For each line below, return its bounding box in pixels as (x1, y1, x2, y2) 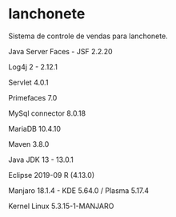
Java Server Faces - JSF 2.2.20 (8, 46, 114, 56)
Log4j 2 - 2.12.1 (8, 61, 58, 72)
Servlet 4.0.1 (8, 77, 49, 87)
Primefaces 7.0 (8, 93, 58, 102)
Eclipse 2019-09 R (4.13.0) (8, 170, 94, 180)
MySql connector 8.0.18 (8, 108, 86, 118)
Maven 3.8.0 (8, 139, 50, 148)
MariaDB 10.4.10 (8, 124, 62, 133)
